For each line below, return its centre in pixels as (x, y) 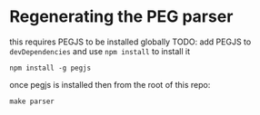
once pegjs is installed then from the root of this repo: (110, 84)
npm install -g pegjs (50, 68)
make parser (32, 101)
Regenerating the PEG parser (121, 17)
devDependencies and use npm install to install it (100, 51)
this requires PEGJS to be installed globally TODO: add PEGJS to (130, 42)
